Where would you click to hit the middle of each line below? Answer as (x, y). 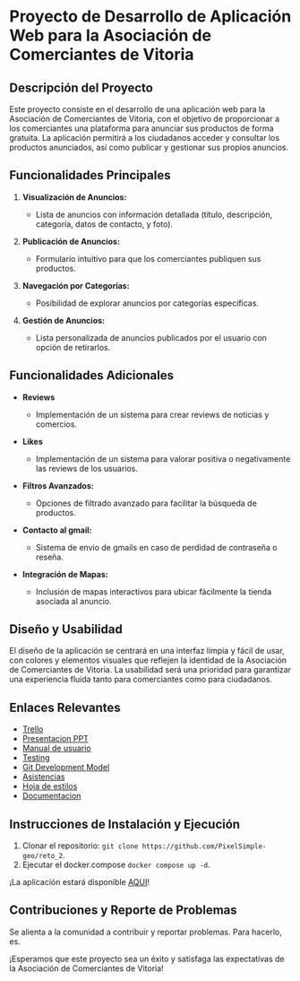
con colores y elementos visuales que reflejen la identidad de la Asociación (148, 660)
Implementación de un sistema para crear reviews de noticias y (152, 414)
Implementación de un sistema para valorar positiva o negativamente (163, 458)
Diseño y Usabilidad (66, 629)
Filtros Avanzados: (58, 485)
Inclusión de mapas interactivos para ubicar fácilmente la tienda (154, 591)
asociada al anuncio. (73, 601)
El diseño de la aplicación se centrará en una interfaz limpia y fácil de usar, (147, 651)
